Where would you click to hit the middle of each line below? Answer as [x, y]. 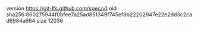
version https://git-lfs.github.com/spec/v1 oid [62, 8]
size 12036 [50, 21]
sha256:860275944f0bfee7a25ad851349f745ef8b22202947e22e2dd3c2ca [99, 14]
